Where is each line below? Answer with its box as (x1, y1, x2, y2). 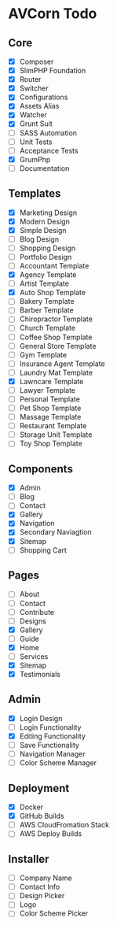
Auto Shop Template (19, 288, 86, 298)
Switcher (19, 83, 49, 93)
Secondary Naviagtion (19, 527, 92, 537)
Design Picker (19, 891, 65, 901)
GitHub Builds (19, 812, 64, 821)
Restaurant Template (19, 421, 87, 431)
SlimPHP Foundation (19, 66, 86, 76)
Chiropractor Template (19, 314, 93, 324)
